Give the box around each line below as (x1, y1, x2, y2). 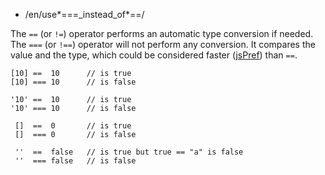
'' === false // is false (14, 156, 137, 166)
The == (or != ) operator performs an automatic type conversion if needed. (10, 28, 314, 39)
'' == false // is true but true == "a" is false (14, 147, 244, 157)
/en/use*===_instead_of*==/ (24, 9, 145, 20)
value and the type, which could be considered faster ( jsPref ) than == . (10, 49, 298, 61)
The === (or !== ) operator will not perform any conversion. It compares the (10, 39, 316, 50)
